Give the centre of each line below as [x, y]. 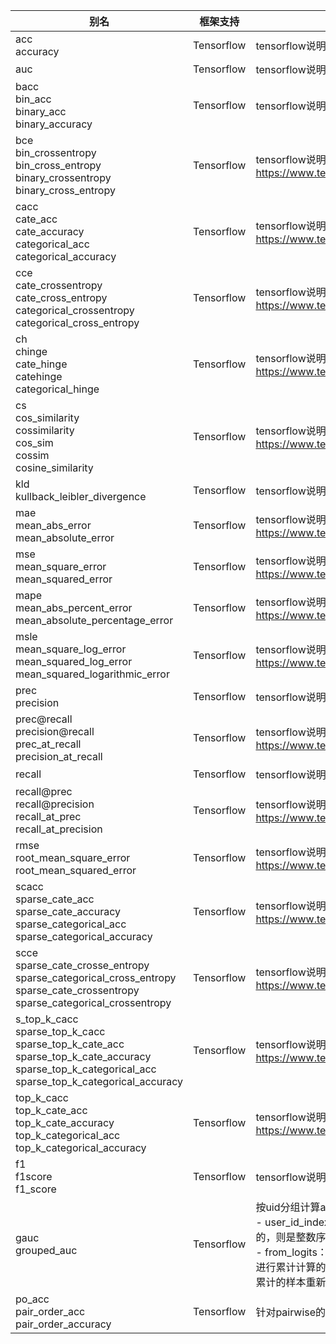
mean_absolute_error [65, 537]
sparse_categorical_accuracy [84, 936]
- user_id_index [292, 1222]
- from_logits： [291, 1252]
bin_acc [33, 99]
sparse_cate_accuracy [68, 911]
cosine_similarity [54, 467]
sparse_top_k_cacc [60, 1031]
